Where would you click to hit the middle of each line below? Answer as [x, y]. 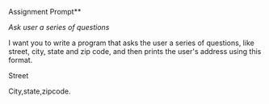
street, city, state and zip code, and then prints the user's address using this [135, 51]
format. [21, 60]
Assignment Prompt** [45, 12]
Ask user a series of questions [59, 27]
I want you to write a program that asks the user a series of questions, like [131, 43]
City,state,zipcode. [40, 91]
